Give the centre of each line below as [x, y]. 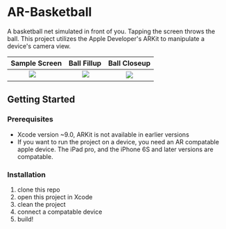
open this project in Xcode [55, 197]
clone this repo [38, 189]
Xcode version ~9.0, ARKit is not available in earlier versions [103, 134]
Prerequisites [30, 119]
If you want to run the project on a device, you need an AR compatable [118, 142]
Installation [27, 174]
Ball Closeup [129, 63]
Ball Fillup [85, 63]
